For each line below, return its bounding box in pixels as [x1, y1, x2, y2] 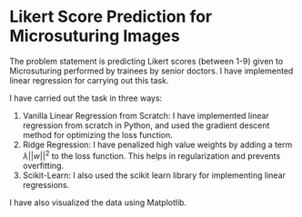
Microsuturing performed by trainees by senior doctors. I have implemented [9, 65, 294, 76]
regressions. [22, 179, 70, 190]
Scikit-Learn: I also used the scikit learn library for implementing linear [22, 170, 287, 181]
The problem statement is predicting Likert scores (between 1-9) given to [9, 55, 284, 66]
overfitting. [22, 160, 65, 171]
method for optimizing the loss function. [22, 129, 173, 140]
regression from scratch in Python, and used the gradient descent [22, 120, 270, 131]
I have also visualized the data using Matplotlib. [9, 197, 187, 208]
